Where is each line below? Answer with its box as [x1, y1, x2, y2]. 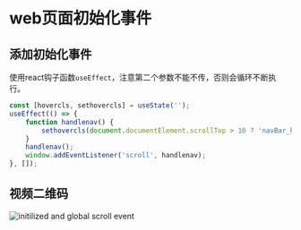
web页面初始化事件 [9, 8, 152, 29]
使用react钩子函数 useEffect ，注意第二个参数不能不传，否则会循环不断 [9, 72, 269, 82]
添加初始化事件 [9, 47, 92, 62]
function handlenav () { [25, 117, 115, 126]
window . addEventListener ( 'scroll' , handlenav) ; [25, 151, 206, 160]
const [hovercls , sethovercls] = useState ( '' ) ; [9, 101, 191, 110]
